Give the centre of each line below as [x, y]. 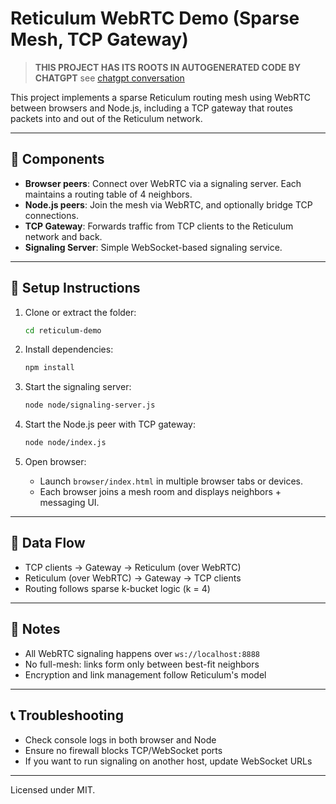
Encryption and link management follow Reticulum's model [145, 674]
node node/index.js [65, 443]
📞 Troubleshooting [67, 715]
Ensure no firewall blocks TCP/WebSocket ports [123, 750]
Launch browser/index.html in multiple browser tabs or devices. [171, 481]
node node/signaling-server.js [90, 405]
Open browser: [55, 462]
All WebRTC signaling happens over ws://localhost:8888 [142, 653]
